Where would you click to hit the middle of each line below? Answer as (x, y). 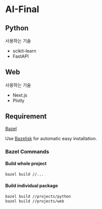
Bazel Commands (27, 151)
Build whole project (26, 163)
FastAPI (20, 56)
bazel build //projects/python (38, 196)
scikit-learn (24, 51)
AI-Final (22, 9)
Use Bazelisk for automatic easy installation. (51, 138)
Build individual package (32, 186)
